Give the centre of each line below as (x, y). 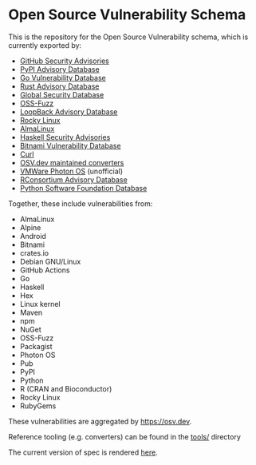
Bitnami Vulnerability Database (70, 145)
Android (33, 236)
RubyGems (38, 406)
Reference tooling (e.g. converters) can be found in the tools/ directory (125, 436)
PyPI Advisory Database (59, 69)
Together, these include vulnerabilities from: (81, 203)
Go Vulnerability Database (63, 77)
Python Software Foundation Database (83, 188)
